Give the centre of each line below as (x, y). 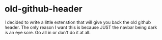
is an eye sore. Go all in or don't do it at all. (48, 32)
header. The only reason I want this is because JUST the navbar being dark (81, 27)
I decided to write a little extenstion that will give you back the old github (78, 22)
